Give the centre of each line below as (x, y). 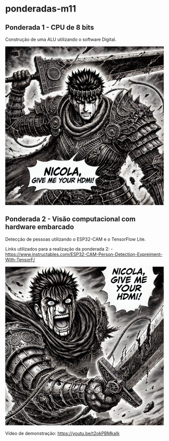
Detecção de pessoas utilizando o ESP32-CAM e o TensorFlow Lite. (75, 239)
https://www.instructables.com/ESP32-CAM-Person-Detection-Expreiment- (84, 254)
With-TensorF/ (20, 259)
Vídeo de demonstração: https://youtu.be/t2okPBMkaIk (62, 433)
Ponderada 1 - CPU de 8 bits (50, 27)
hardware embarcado (40, 227)
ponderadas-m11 (41, 9)
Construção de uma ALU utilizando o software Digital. (61, 39)
